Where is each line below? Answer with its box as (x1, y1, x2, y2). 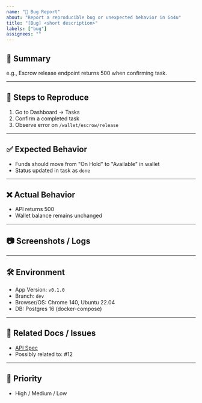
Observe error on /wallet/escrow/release (14, 121, 119, 128)
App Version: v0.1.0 (14, 286, 65, 293)
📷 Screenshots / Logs (6, 236, 91, 246)
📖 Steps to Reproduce (6, 93, 89, 103)
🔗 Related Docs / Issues (6, 328, 96, 339)
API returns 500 (14, 206, 55, 213)
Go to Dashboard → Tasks (14, 108, 80, 115)
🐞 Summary (6, 54, 51, 64)
